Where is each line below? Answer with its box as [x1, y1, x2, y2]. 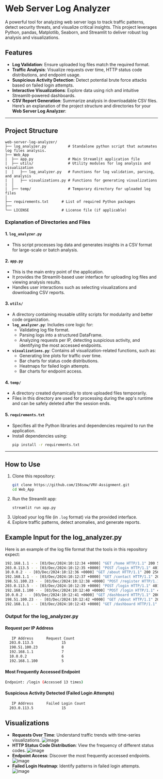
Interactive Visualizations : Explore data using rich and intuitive [12, 87, 139, 93]
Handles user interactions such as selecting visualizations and [12, 284, 137, 290]
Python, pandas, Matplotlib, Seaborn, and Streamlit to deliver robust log [5, 29, 148, 35]
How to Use [5, 460, 41, 468]
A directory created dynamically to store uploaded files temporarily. [12, 390, 147, 396]
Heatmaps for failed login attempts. [19, 363, 90, 369]
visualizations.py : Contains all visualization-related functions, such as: [12, 348, 156, 354]
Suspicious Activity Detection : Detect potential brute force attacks [12, 77, 147, 83]
